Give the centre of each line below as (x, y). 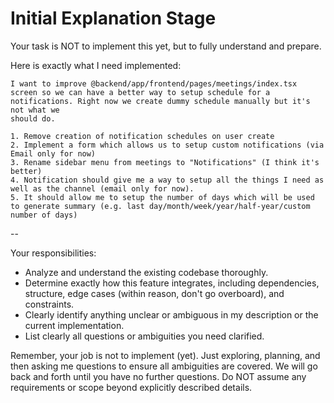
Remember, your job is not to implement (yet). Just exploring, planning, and (165, 355)
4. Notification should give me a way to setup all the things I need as (167, 180)
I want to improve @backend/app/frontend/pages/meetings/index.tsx (154, 83)
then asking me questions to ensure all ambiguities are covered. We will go (164, 366)
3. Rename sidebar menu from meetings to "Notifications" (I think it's (165, 162)
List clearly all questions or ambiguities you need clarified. (144, 336)
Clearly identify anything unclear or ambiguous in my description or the (171, 314)
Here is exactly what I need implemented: (96, 65)
